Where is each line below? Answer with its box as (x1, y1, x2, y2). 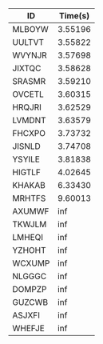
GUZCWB (12, 297, 49, 307)
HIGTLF (12, 167, 42, 178)
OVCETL (12, 89, 44, 99)
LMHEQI (12, 232, 44, 242)
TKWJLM (12, 219, 47, 230)
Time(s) (58, 10, 90, 21)
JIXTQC (12, 63, 42, 74)
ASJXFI (12, 310, 41, 321)
